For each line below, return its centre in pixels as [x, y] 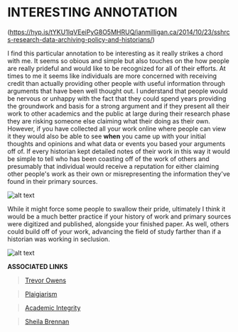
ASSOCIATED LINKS [38, 266]
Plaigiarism [41, 294]
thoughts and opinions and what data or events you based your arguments [117, 143]
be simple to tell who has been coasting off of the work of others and [108, 159]
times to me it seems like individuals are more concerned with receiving [112, 76]
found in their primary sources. [53, 181]
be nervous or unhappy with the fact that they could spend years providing [117, 98]
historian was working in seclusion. [59, 239]
